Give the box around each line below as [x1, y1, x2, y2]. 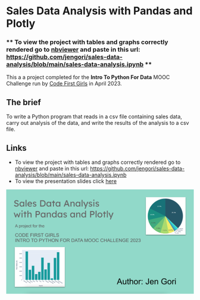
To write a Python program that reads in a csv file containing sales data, [6, 113, 183, 120]
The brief [6, 97, 42, 108]
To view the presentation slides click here [14, 178, 117, 185]
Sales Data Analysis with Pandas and [6, 4, 193, 18]
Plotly [6, 17, 36, 30]
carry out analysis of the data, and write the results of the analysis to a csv [6, 119, 189, 127]
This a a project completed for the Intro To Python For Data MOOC [6, 74, 170, 81]
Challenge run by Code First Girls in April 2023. [6, 80, 122, 87]
